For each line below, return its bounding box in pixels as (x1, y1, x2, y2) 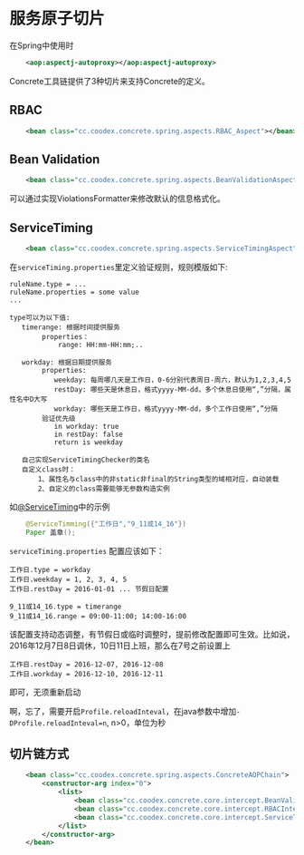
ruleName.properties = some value (9, 287, 140, 296)
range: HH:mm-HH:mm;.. (57, 340, 144, 349)
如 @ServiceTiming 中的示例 (9, 500, 110, 512)
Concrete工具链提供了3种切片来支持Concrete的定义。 (9, 75, 211, 86)
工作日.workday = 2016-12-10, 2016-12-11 (9, 669, 164, 678)
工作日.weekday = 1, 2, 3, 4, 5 (9, 575, 128, 584)
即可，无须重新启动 (9, 686, 81, 697)
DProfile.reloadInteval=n (9, 718, 107, 728)
